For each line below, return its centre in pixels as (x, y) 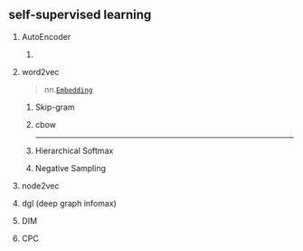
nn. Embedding (68, 89)
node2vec (40, 186)
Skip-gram (55, 107)
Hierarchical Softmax (74, 150)
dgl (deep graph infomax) (69, 203)
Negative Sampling (70, 168)
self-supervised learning (80, 15)
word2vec (40, 72)
